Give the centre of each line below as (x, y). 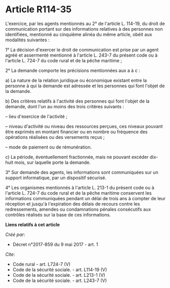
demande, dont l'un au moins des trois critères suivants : (65, 106)
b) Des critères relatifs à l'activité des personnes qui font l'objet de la (77, 101)
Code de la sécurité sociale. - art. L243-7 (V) (60, 280)
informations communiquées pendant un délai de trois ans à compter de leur (86, 198)
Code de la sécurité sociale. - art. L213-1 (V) (59, 275)
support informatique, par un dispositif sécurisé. (56, 178)
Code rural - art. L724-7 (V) (41, 264)
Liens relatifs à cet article (33, 224)
